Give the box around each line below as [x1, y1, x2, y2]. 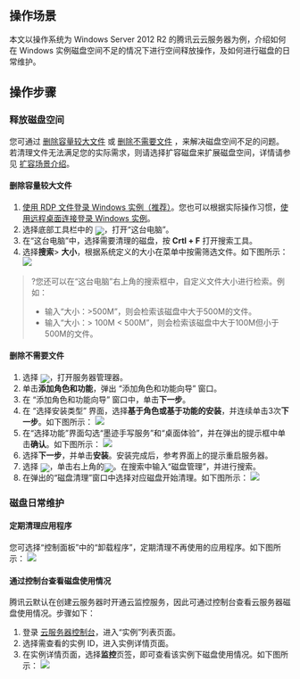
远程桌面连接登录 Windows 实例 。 [29, 212, 155, 223]
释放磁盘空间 [9, 114, 65, 127]
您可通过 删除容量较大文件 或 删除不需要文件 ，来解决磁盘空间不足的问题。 [9, 136, 284, 146]
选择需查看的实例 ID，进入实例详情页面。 [21, 638, 174, 649]
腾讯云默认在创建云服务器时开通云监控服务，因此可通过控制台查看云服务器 [9, 597, 283, 608]
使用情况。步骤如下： [16, 608, 96, 618]
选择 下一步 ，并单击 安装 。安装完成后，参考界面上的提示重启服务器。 [21, 450, 273, 460]
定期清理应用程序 [9, 520, 72, 531]
